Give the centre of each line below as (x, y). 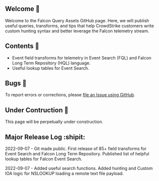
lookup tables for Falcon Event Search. (44, 159)
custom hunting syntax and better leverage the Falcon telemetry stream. (77, 31)
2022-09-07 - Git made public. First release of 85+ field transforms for (76, 149)
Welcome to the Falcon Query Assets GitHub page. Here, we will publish (77, 20)
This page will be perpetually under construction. (54, 122)
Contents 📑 (22, 46)
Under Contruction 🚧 (37, 110)
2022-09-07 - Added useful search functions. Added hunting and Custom (79, 168)
